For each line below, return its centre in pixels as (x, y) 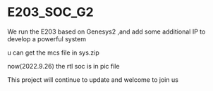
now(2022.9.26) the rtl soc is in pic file (63, 66)
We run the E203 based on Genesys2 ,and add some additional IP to (107, 31)
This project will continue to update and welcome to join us (93, 79)
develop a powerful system (47, 38)
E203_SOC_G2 (50, 12)
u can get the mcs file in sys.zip (54, 52)
